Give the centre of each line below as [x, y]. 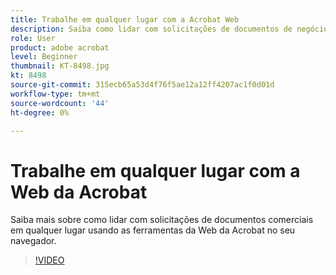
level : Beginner [44, 57]
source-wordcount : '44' [60, 103]
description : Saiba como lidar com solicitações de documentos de [151, 29]
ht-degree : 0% [40, 112]
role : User [33, 38]
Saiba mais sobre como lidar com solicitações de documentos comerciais [162, 220]
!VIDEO [49, 260]
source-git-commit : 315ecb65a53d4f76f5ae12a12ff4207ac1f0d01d [142, 85]
